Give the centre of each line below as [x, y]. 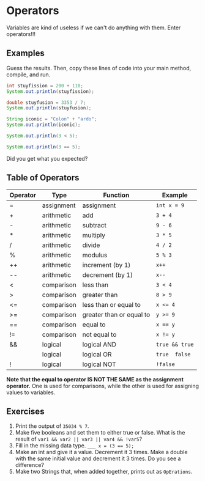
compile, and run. [28, 75]
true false [173, 354]
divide [91, 245]
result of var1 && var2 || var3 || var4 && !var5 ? [79, 439]
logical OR [97, 354]
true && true [175, 344]
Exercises [25, 411]
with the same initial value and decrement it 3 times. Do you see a [98, 458]
